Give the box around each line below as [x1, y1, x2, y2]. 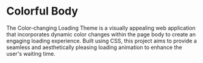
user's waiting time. [6, 50, 56, 57]
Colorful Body [6, 4, 78, 18]
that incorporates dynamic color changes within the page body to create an [6, 30, 196, 38]
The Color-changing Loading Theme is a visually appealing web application [6, 24, 196, 31]
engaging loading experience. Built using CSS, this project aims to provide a [6, 37, 197, 44]
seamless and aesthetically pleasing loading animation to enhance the [6, 44, 182, 51]
